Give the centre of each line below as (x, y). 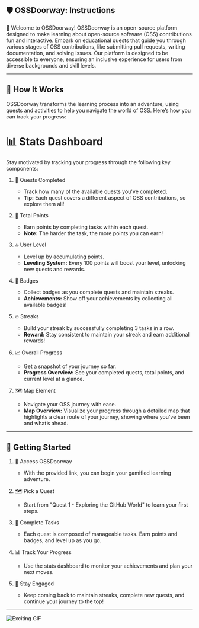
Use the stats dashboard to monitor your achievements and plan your (108, 566)
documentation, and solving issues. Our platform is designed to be (87, 53)
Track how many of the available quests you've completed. (95, 191)
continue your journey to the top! (64, 601)
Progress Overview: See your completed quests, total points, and (104, 372)
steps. (31, 511)
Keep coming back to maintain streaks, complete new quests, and (104, 595)
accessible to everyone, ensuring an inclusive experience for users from (94, 59)
